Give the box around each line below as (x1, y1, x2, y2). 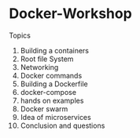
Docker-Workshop (9, 5, 132, 23)
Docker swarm (20, 103, 68, 114)
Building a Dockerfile (20, 79, 89, 89)
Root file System (20, 54, 74, 64)
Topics (9, 31, 31, 40)
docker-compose (20, 87, 77, 96)
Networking (20, 62, 59, 71)
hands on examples (20, 96, 84, 105)
